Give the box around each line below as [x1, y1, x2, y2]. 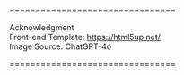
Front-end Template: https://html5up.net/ [9, 32, 162, 42]
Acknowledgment [9, 22, 74, 32]
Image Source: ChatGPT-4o [9, 41, 112, 52]
